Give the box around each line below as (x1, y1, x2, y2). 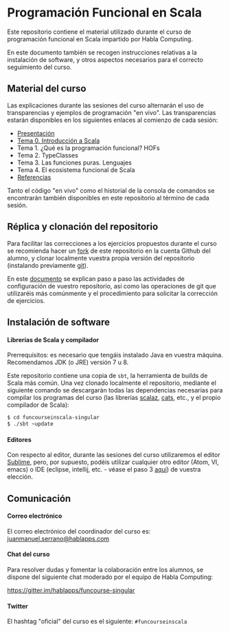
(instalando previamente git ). (7, 261, 89, 269)
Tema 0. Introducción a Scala (16, 136, 100, 145)
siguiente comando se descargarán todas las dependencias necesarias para (7, 386, 223, 394)
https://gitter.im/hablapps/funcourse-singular (7, 586, 135, 594)
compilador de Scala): (7, 401, 70, 409)
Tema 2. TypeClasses (16, 151, 79, 159)
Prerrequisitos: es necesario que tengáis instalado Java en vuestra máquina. (7, 351, 223, 359)
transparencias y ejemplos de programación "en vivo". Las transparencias (7, 108, 216, 116)
